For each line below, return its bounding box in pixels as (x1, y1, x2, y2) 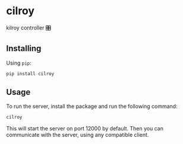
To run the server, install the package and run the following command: (6, 103, 178, 110)
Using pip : (6, 59, 31, 66)
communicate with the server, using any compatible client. (6, 132, 149, 139)
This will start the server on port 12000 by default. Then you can (6, 125, 163, 132)
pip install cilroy (6, 71, 55, 76)
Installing (6, 43, 42, 54)
